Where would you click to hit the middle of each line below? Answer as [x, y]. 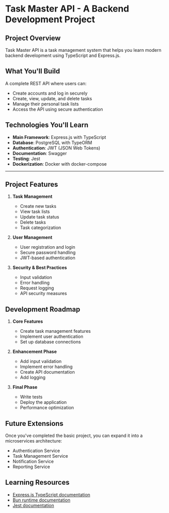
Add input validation [41, 361]
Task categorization [40, 228]
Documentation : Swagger [39, 153]
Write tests [31, 397]
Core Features [28, 321]
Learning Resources [37, 483]
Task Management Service [40, 456]
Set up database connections [51, 342]
